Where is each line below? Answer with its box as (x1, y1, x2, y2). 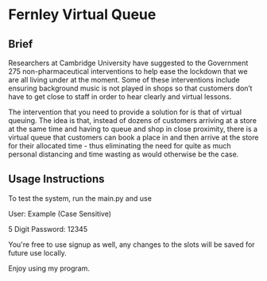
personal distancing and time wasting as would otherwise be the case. (8, 149, 239, 159)
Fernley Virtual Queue (8, 6, 157, 24)
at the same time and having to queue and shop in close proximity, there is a (8, 125, 258, 133)
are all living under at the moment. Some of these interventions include (8, 75, 240, 84)
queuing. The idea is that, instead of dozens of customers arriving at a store (8, 116, 257, 125)
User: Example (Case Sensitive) (8, 209, 112, 218)
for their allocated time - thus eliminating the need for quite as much (8, 141, 232, 150)
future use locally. (8, 248, 68, 257)
